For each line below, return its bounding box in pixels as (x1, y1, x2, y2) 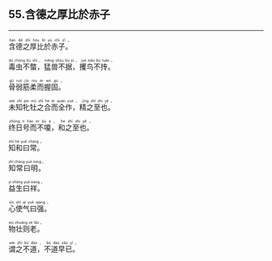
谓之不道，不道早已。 (8, 244, 79, 254)
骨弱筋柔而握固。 (8, 82, 66, 92)
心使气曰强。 (8, 203, 51, 213)
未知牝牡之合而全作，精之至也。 (8, 102, 115, 112)
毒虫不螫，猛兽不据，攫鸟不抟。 (8, 62, 115, 71)
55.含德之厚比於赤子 (8, 7, 111, 22)
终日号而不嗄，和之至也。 (8, 122, 94, 132)
